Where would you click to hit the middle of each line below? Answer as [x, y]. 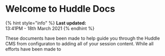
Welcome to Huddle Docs [60, 9]
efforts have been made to [33, 49]
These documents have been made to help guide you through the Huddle [83, 38]
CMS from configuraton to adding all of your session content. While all [79, 43]
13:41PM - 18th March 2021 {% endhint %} [50, 28]
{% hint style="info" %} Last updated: [46, 23]
